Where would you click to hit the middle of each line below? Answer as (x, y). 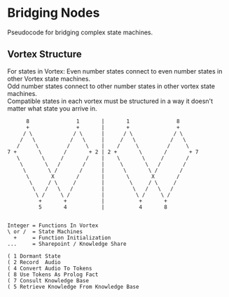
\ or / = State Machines (45, 232)
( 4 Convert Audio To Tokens (50, 268)
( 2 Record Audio (34, 262)
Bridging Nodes (54, 13)
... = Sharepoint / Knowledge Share (67, 244)
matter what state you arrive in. (52, 108)
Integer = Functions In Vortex (53, 226)
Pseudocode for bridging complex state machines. (80, 32)
